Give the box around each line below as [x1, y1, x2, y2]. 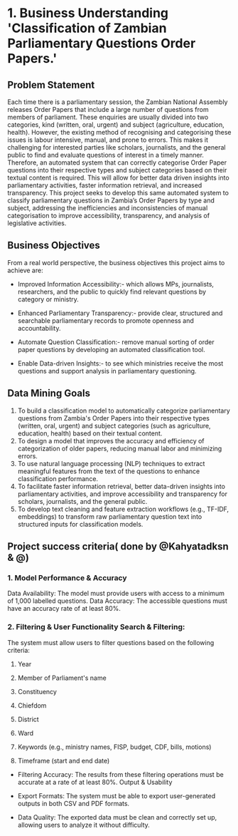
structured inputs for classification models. [17, 520, 144, 528]
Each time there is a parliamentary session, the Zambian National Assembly [7, 98, 228, 106]
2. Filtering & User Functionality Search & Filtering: [7, 622, 185, 632]
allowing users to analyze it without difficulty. [17, 820, 151, 829]
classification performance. [17, 474, 98, 482]
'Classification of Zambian [7, 20, 167, 36]
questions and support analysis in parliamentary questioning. [17, 366, 197, 375]
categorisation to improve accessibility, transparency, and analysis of [7, 212, 210, 220]
